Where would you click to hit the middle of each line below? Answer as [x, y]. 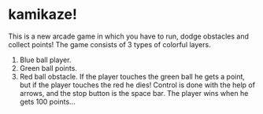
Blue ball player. [45, 60]
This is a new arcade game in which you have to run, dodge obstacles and [129, 36]
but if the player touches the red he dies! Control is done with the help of [137, 85]
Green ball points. [48, 68]
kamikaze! [43, 15]
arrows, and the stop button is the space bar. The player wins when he [134, 93]
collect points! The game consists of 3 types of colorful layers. [109, 44]
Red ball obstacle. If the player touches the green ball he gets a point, [132, 76]
